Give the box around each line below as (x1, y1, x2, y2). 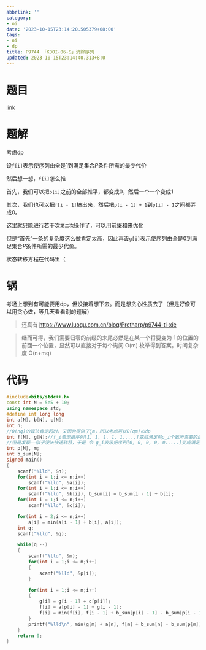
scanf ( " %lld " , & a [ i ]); (28, 479, 86, 486)
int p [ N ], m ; (6, 446, 40, 452)
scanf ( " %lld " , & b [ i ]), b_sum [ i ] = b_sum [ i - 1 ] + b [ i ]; (28, 491, 175, 497)
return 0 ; (17, 633, 43, 639)
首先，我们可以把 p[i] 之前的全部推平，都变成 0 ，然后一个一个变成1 (6, 188, 174, 195)
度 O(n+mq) (21, 349, 52, 357)
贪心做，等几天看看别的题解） (17, 308, 93, 315)
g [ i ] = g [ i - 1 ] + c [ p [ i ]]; (39, 598, 112, 605)
